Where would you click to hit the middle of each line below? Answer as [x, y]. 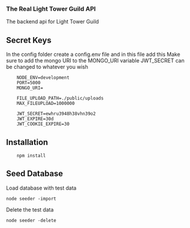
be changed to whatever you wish [47, 67]
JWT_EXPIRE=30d [35, 119]
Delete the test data [30, 209]
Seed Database [35, 174]
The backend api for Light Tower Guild [52, 22]
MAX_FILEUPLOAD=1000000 [46, 104]
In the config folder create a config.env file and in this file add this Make [93, 54]
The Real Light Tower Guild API [51, 9]
